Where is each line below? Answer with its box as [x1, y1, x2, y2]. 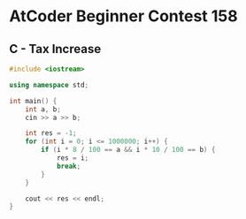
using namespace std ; [9, 80, 89, 89]
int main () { [9, 96, 58, 105]
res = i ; [56, 154, 89, 162]
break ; [56, 162, 81, 170]
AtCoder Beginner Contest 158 [9, 6, 238, 26]
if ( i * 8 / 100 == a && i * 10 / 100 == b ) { [41, 146, 216, 155]
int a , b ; [25, 104, 62, 114]
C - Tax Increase [9, 42, 102, 57]
